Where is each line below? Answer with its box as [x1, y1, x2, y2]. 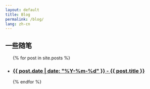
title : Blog [5, 12, 30, 17]
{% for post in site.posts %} [12, 55, 71, 61]
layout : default [5, 7, 39, 13]
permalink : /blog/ [5, 17, 44, 22]
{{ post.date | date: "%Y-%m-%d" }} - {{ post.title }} [12, 67, 145, 74]
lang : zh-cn [5, 21, 30, 27]
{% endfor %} [12, 79, 42, 85]
